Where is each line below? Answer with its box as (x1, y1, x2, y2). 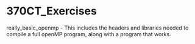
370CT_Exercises (6, 4, 97, 18)
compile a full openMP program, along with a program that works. (6, 30, 172, 37)
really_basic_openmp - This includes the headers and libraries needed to (6, 24, 189, 31)
